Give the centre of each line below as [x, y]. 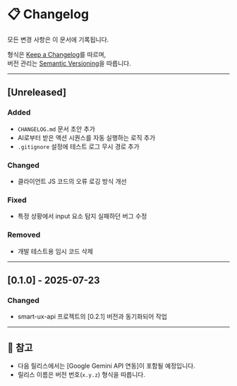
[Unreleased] [37, 93]
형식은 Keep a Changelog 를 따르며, [57, 54]
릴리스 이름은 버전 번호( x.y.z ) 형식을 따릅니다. [81, 375]
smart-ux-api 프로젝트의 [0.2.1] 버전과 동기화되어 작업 [92, 317]
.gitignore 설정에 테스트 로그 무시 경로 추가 [78, 147]
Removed [24, 235]
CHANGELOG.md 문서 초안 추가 [56, 129]
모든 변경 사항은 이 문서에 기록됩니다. [58, 39]
